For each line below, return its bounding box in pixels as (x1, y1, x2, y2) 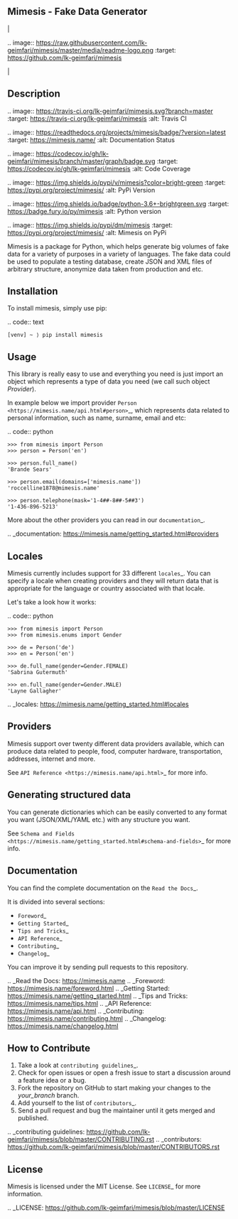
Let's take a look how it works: (7, 598, 97, 607)
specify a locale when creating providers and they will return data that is (7, 577, 219, 585)
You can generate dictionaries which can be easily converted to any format (7, 808, 227, 816)
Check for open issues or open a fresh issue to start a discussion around (17, 1068, 231, 1077)
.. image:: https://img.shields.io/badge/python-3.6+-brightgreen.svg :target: (7, 199, 229, 208)
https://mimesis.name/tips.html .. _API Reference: (7, 999, 152, 1007)
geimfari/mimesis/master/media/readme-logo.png (7, 45, 154, 54)
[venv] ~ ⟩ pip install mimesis (7, 332, 103, 339)
